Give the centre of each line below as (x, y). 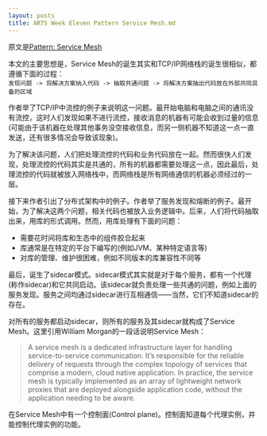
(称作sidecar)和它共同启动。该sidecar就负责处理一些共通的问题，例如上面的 (132, 284)
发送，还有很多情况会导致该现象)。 (66, 137)
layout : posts (32, 16)
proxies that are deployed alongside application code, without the (135, 389)
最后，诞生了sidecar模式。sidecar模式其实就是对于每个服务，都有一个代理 (130, 274)
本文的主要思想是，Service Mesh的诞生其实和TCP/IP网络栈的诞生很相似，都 (132, 64)
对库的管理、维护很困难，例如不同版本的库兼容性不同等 (110, 257)
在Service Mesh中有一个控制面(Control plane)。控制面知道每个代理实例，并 (132, 414)
